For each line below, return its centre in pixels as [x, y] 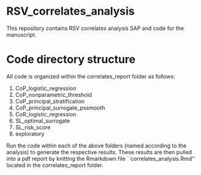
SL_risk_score [33, 127]
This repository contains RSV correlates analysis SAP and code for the [95, 28]
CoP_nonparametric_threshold [54, 95]
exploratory [30, 133]
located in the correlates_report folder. [55, 165]
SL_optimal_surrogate [43, 121]
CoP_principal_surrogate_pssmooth [60, 108]
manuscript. [21, 34]
